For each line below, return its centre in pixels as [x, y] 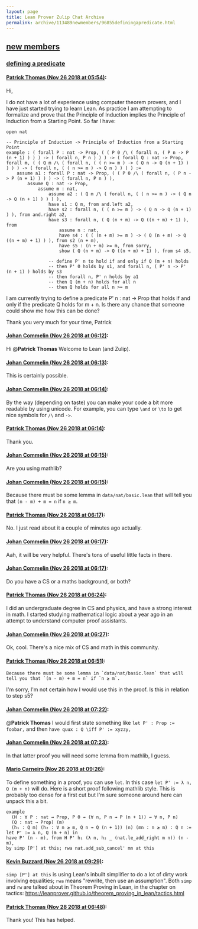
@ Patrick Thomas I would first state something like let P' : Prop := [90, 722]
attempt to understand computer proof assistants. [67, 620]
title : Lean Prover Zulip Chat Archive [55, 17]
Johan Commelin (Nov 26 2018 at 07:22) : [58, 709]
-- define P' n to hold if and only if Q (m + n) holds [119, 261]
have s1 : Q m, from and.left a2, [91, 204]
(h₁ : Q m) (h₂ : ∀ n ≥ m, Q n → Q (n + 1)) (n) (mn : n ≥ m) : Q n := [102, 827]
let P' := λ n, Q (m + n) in [42, 833]
